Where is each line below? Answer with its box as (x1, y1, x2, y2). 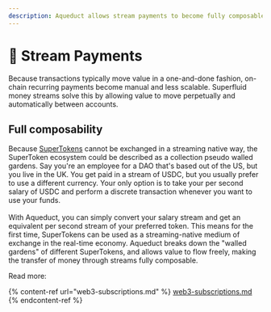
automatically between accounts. (8, 99, 119, 109)
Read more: (8, 272, 47, 281)
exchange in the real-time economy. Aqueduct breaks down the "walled (8, 238, 248, 248)
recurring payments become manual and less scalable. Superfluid (27, 82, 248, 91)
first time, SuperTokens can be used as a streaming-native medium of (8, 230, 240, 239)
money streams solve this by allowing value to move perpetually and (8, 91, 236, 100)
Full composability (8, 122, 103, 136)
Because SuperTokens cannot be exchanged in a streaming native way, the (8, 144, 258, 154)
